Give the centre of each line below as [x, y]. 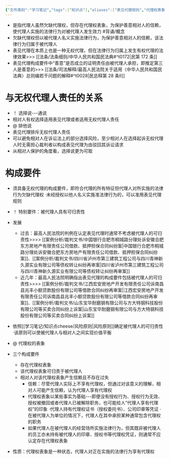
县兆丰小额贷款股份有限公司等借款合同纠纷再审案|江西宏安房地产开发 [92, 290]
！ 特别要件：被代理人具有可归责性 [49, 212]
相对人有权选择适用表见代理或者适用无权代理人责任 [66, 119]
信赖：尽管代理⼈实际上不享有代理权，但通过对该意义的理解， [92, 384]
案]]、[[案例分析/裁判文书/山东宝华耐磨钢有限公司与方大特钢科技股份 [92, 303]
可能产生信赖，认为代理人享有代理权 [74, 390]
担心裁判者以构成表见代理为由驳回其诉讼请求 [77, 144]
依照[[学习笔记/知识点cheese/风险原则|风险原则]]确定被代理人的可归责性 [88, 326]
